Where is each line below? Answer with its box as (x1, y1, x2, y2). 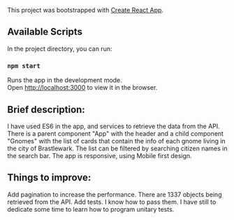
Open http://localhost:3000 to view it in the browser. (7, 84, 158, 92)
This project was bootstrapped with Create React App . (7, 6, 164, 14)
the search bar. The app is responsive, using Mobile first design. (7, 151, 192, 159)
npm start (7, 62, 41, 70)
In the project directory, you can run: (7, 45, 112, 53)
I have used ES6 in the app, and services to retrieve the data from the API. (7, 122, 220, 130)
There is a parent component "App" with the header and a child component (7, 129, 224, 138)
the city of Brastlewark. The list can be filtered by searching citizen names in (7, 144, 228, 152)
